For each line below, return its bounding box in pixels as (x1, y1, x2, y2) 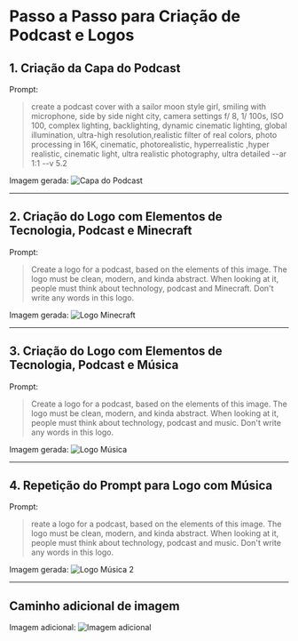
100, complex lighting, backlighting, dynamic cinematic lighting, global (30, 120, 287, 131)
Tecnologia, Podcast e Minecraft (9, 223, 192, 238)
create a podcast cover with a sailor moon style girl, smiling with (30, 101, 267, 112)
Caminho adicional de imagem (9, 598, 180, 613)
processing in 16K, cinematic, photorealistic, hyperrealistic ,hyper (30, 140, 270, 149)
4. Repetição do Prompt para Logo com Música (9, 478, 273, 493)
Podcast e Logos (9, 25, 135, 45)
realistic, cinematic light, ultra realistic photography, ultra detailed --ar (30, 148, 286, 159)
